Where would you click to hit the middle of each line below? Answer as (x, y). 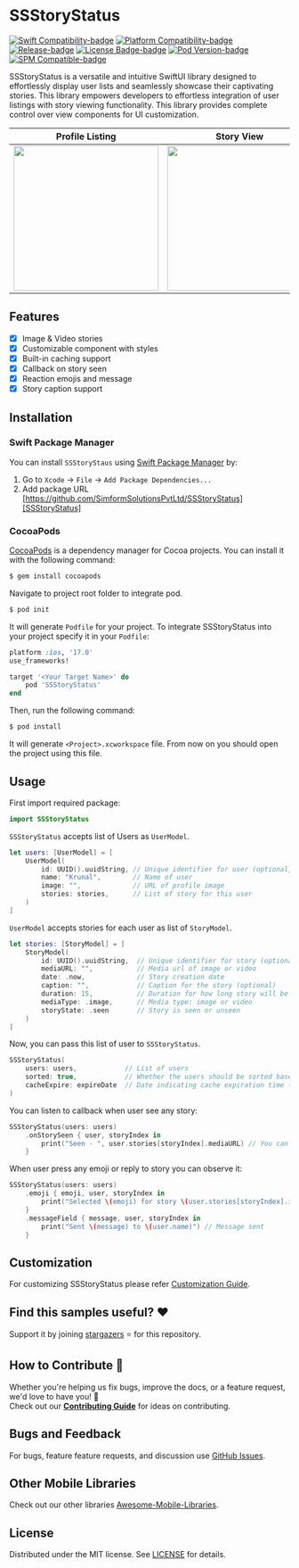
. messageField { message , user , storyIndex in (113, 1218)
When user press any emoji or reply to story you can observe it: (126, 1168)
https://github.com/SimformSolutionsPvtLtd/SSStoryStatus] (134, 498)
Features (34, 317)
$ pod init (29, 609)
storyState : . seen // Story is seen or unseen (141, 1010)
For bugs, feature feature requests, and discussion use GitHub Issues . (137, 1456)
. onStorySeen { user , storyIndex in (93, 1135)
